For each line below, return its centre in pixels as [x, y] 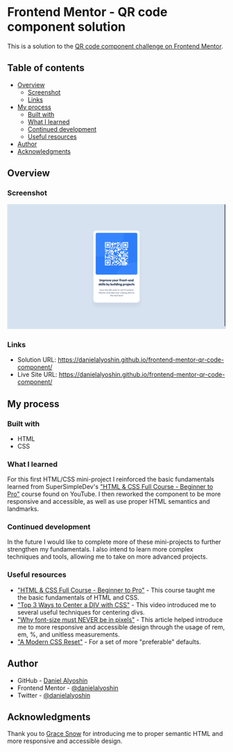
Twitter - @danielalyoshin [54, 695]
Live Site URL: [37, 375]
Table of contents [46, 68]
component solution [67, 27]
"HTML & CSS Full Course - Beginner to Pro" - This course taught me [116, 590]
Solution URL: [37, 360]
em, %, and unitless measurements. [68, 634]
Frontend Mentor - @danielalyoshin [68, 688]
